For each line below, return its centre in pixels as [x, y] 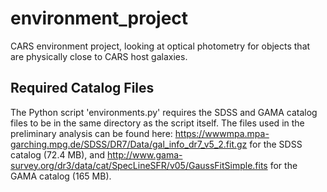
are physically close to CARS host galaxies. [99, 56]
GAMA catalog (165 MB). [61, 176]
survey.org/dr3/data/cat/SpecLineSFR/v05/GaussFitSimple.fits [139, 165]
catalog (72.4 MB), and [57, 154]
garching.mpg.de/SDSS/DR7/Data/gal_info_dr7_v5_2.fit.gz [129, 144]
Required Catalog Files [82, 88]
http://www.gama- [144, 154]
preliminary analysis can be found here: [91, 133]
